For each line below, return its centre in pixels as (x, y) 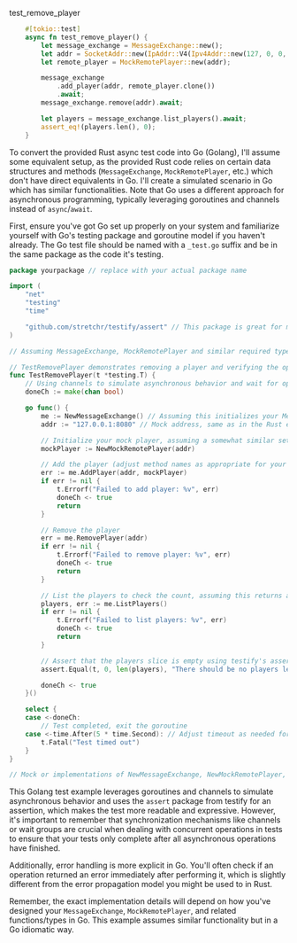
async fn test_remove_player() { (87, 37)
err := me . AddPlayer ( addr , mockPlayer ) (114, 473)
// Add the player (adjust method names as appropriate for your (164, 464)
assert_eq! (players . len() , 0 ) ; (99, 127)
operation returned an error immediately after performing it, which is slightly (148, 875)
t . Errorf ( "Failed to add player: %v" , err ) (137, 489)
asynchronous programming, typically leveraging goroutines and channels (145, 199)
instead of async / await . (51, 208)
